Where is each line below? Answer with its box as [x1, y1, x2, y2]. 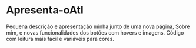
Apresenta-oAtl [6, 4, 84, 17]
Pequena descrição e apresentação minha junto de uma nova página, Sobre [6, 23, 190, 30]
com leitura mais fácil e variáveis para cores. [6, 35, 115, 42]
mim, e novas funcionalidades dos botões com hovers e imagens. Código [6, 29, 184, 36]
